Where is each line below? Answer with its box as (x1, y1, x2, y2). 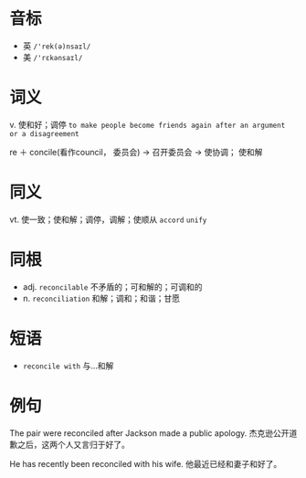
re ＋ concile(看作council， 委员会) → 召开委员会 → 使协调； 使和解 (9, 146, 263, 157)
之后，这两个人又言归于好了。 (16, 439, 130, 450)
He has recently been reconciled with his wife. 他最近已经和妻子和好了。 (9, 458, 282, 469)
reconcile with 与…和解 (22, 360, 114, 371)
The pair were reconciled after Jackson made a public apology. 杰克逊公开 (9, 427, 290, 439)
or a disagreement (9, 129, 79, 138)
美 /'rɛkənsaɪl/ (22, 51, 83, 62)
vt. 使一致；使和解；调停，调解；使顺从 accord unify (9, 214, 207, 225)
